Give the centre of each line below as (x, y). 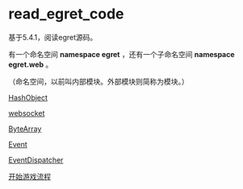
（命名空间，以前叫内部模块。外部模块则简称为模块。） (98, 81)
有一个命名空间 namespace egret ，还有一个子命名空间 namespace (122, 54)
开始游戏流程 (29, 176)
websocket (27, 113)
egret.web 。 (31, 64)
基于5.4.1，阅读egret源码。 (53, 37)
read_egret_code (66, 14)
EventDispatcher (36, 160)
